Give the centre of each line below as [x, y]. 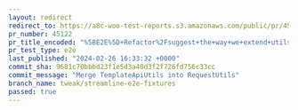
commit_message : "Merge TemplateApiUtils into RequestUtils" [124, 75]
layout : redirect [40, 17]
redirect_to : [32, 26]
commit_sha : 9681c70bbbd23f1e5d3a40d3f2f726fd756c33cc [112, 67]
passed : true [32, 91]
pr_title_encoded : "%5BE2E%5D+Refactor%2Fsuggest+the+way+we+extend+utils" [152, 42]
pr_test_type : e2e [42, 51]
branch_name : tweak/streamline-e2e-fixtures [92, 83]
